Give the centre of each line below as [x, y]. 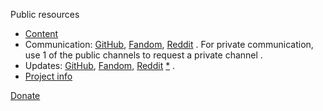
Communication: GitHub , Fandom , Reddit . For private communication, [169, 44]
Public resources [45, 14]
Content [41, 33]
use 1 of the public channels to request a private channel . [143, 55]
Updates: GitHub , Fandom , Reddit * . [100, 65]
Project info [48, 76]
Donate [25, 95]
